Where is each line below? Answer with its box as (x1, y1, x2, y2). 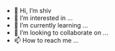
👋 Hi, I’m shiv (13, 7, 52, 14)
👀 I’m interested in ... (13, 14, 73, 22)
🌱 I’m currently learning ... (13, 21, 89, 29)
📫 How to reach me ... (13, 37, 79, 44)
